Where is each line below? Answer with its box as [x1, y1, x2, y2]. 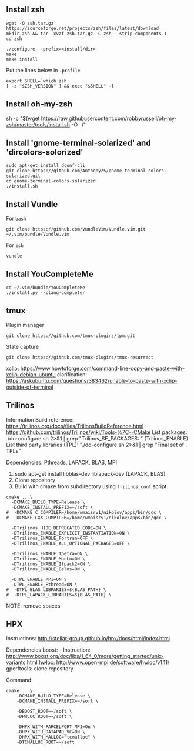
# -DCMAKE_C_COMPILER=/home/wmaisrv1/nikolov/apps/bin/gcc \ [6, 509, 162, 515]
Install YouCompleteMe [6, 269, 94, 279]
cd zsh [6, 35, 22, 42]
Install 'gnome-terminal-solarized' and [6, 138, 151, 148]
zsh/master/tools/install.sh [6, 121, 71, 128]
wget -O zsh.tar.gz [6, 20, 54, 26]
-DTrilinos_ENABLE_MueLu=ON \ [11, 556, 85, 562]
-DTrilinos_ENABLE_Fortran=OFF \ [11, 535, 93, 541]
